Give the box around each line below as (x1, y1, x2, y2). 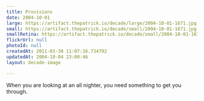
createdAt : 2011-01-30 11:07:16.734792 (6, 48, 107, 54)
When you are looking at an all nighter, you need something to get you (6, 81, 182, 88)
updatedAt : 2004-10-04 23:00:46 (6, 54, 88, 60)
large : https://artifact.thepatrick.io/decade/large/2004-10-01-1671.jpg (6, 20, 197, 26)
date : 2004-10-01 (6, 15, 50, 21)
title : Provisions (6, 8, 53, 15)
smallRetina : (6, 31, 39, 37)
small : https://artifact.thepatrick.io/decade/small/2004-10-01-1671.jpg (6, 25, 197, 32)
